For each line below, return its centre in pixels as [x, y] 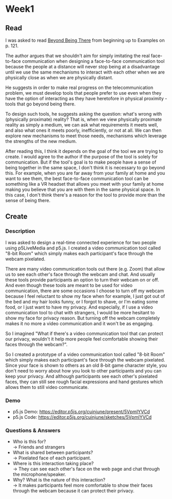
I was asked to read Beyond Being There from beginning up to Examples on [85, 40]
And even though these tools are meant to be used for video [69, 285]
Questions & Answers [33, 430]
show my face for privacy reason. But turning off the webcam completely [83, 318]
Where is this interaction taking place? [53, 464]
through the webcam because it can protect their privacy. [73, 491]
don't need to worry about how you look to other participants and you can [83, 370]
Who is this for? [29, 442]
